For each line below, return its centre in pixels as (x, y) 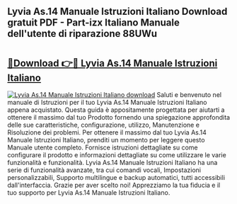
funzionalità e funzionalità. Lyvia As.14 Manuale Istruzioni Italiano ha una (112, 163)
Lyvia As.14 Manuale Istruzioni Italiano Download (117, 12)
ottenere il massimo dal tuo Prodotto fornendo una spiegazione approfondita (119, 117)
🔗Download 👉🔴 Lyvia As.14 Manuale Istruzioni (112, 63)
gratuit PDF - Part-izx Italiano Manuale (94, 23)
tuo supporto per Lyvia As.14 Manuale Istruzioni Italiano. (89, 193)
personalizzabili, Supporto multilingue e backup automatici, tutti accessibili (116, 177)
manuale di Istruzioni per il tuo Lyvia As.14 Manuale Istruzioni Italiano (107, 102)
